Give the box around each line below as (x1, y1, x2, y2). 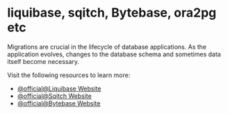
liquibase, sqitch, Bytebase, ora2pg (7, 5, 217, 21)
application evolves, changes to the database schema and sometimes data (7, 50, 221, 58)
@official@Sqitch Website (17, 92, 92, 100)
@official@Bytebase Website (17, 99, 101, 107)
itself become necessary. (7, 57, 80, 65)
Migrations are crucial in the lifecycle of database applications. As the (7, 42, 207, 51)
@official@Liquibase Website (17, 84, 101, 92)
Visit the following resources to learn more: (7, 71, 131, 79)
